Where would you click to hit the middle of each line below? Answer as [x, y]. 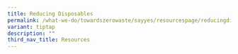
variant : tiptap [31, 27]
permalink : [23, 20]
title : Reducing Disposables [50, 14]
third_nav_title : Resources [49, 40]
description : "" [31, 33]
